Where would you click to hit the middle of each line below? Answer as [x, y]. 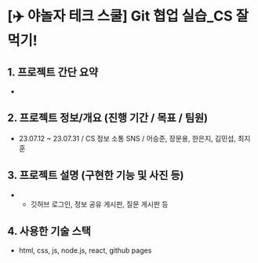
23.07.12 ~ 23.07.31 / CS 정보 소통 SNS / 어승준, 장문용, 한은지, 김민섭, [127, 138]
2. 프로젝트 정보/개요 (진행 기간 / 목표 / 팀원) [108, 118]
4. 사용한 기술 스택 [49, 231]
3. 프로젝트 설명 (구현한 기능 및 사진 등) [96, 175]
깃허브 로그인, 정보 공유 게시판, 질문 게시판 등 [99, 204]
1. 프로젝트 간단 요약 [53, 72]
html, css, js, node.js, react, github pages [85, 250]
